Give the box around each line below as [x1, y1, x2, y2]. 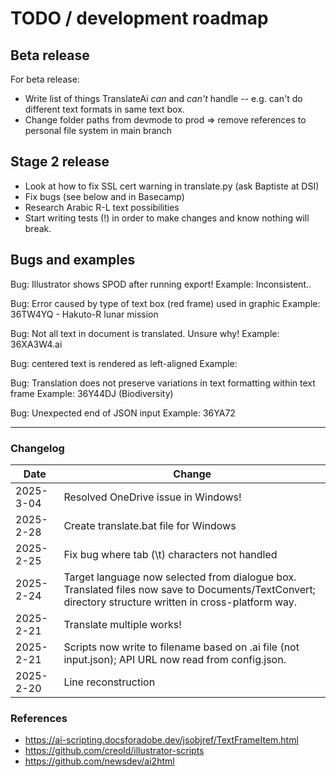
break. [24, 222, 52, 234]
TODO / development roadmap [10, 7, 269, 30]
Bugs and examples [10, 252, 136, 269]
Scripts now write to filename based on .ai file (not [63, 640, 300, 654]
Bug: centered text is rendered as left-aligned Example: [10, 357, 238, 369]
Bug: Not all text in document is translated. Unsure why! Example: [10, 327, 280, 339]
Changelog [10, 441, 65, 455]
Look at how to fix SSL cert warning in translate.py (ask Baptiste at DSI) [24, 180, 320, 192]
